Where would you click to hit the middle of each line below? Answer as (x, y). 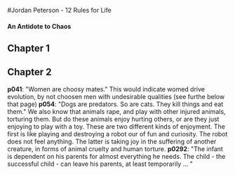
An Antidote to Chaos (39, 26)
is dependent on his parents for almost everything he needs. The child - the (116, 156)
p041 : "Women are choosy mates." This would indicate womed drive (106, 89)
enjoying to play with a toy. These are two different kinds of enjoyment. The (116, 127)
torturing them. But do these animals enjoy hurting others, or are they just (113, 119)
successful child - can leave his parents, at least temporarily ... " (100, 164)
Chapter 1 (29, 48)
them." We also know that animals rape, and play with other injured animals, (116, 111)
